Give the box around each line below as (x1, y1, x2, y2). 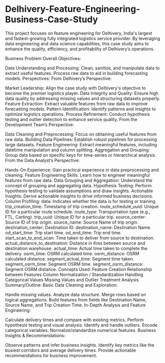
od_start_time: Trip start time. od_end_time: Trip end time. (5, 230, 122, 235)
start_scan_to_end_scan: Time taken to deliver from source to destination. (5, 235, 155, 241)
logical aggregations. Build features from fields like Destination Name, (5, 297, 147, 302)
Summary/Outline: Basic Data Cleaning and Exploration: (5, 282, 118, 288)
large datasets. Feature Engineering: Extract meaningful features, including (5, 141, 157, 147)
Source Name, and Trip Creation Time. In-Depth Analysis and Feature (5, 302, 146, 308)
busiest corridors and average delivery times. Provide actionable (5, 347, 136, 353)
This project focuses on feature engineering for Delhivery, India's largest (5, 30, 153, 36)
